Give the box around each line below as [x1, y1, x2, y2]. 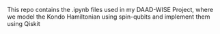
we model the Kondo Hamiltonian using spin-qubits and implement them [7, 13, 210, 21]
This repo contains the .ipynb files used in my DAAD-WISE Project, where [7, 6, 214, 13]
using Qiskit [7, 20, 40, 27]
